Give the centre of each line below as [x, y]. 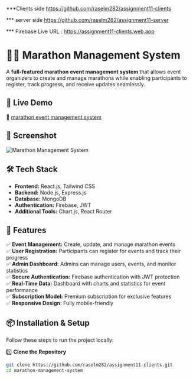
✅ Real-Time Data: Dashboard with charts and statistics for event [86, 284]
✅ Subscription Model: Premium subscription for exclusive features [89, 297]
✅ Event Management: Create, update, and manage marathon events [91, 244]
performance [22, 290]
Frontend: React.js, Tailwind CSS [55, 186]
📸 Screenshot [32, 136]
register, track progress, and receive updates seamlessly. [76, 84]
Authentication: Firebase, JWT [53, 205]
